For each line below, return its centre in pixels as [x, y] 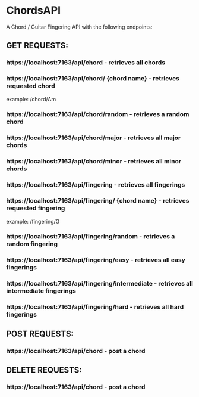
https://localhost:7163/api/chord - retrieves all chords [86, 63]
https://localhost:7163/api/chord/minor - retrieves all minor [94, 162]
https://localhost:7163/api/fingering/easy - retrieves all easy [96, 260]
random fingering [32, 244]
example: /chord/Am [31, 99]
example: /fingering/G [33, 221]
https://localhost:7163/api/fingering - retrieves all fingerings [96, 185]
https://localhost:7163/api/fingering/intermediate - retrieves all [99, 284]
